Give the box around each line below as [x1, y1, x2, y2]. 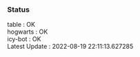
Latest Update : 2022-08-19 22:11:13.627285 [7, 43, 134, 51]
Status [7, 5, 30, 14]
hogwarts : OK [7, 27, 48, 36]
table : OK [7, 21, 36, 29]
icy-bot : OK [7, 35, 41, 43]
